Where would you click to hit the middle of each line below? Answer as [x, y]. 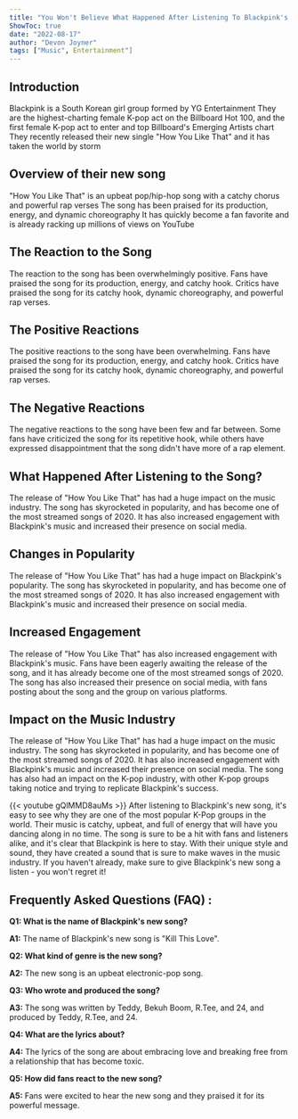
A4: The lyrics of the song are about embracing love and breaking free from [149, 1052]
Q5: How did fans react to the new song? [86, 1079]
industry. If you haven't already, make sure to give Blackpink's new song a [145, 862]
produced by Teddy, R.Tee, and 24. [73, 1017]
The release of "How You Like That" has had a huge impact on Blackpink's [145, 575]
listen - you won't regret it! [58, 872]
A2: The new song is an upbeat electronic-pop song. [106, 974]
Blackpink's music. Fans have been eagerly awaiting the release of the [138, 663]
